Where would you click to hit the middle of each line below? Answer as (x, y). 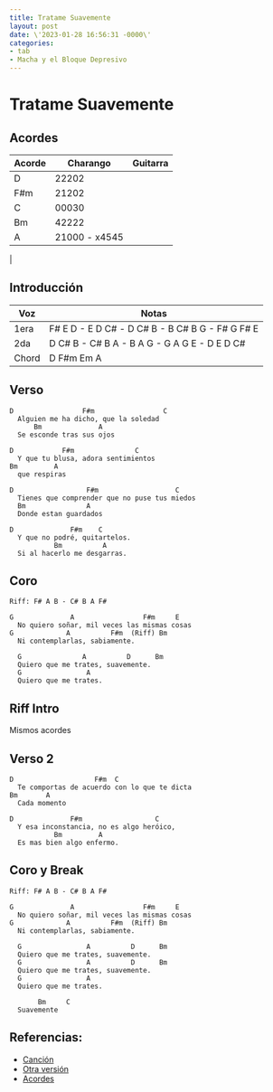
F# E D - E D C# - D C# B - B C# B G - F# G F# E (154, 328)
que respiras (42, 474)
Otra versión (46, 1068)
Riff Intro (34, 708)
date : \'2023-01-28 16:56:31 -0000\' (80, 34)
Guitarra (151, 163)
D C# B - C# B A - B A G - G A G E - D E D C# (147, 343)
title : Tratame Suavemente (60, 18)
